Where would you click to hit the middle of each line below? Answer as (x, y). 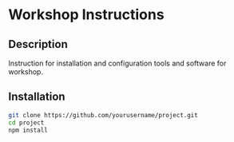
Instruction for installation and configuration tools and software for (117, 63)
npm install (28, 130)
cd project (26, 122)
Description (38, 44)
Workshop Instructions (87, 15)
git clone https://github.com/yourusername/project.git (103, 115)
